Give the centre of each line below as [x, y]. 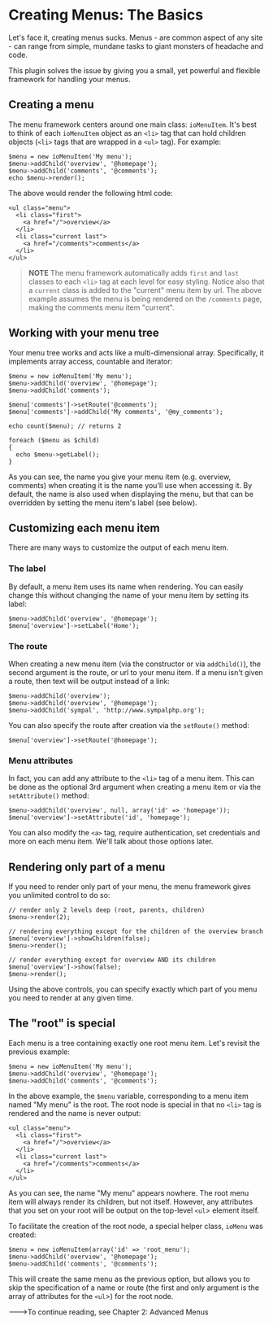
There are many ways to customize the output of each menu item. [119, 547]
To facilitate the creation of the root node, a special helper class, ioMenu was [136, 1226]
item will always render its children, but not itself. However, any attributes [131, 1201]
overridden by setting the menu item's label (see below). [103, 503]
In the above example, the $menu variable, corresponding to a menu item [129, 1096]
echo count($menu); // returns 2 [65, 426]
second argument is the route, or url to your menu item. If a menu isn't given [136, 672]
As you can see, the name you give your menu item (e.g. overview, [120, 477]
